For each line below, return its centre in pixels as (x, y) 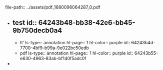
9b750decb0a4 (37, 31)
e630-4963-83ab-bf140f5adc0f (53, 58)
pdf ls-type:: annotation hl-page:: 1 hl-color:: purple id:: (76, 53)
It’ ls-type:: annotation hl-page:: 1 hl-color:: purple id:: (75, 42)
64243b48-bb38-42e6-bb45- (87, 23)
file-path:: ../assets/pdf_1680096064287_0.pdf (53, 7)
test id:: (25, 23)
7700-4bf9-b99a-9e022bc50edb (54, 48)
